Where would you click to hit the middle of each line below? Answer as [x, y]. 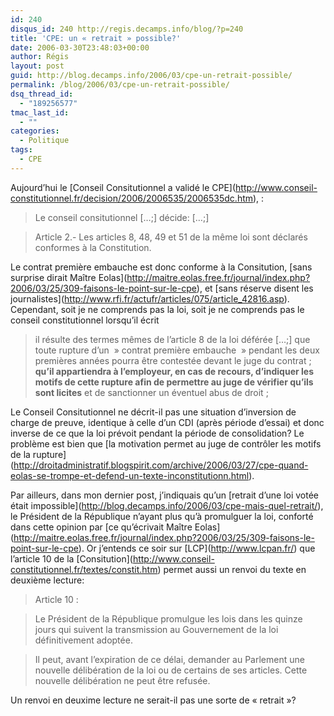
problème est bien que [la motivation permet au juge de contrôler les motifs [166, 443]
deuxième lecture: [47, 580]
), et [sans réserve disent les [255, 288]
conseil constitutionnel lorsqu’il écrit [85, 320]
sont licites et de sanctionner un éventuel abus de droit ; [151, 392]
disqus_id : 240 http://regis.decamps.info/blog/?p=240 [127, 29]
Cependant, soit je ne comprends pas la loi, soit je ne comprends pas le [157, 309]
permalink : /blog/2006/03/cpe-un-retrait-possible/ [120, 85]
